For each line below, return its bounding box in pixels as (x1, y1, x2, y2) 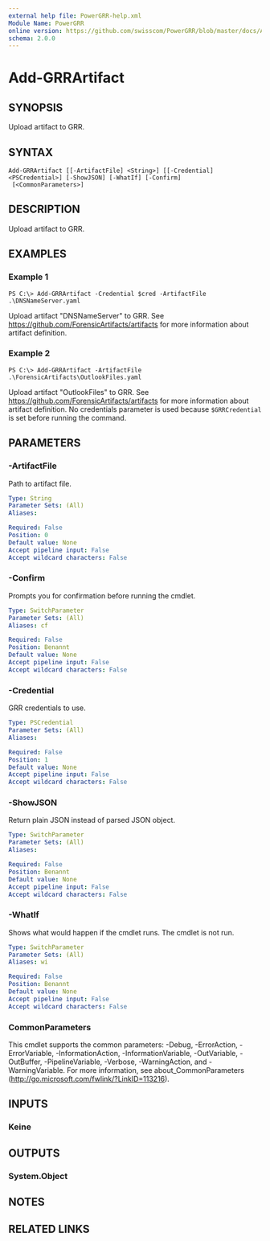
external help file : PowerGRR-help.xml (8, 11, 142, 20)
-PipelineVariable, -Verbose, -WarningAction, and (43, 1057, 207, 1066)
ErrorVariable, (8, 1049, 55, 1058)
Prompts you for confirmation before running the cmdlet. (8, 590, 196, 600)
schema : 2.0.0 (8, 34, 56, 43)
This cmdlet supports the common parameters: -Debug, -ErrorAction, (8, 1040, 239, 1050)
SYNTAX (8, 146, 54, 159)
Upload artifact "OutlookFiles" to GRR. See (8, 387, 149, 397)
